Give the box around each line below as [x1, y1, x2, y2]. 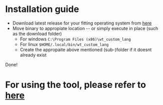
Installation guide [5, 3, 79, 15]
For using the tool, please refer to [5, 79, 146, 90]
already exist [20, 51, 47, 58]
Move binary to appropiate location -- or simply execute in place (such [12, 25, 158, 31]
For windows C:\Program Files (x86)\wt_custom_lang [20, 36, 131, 42]
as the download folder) [12, 30, 62, 36]
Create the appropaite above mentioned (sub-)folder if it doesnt [20, 46, 152, 52]
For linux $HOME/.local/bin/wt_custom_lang [20, 41, 109, 47]
